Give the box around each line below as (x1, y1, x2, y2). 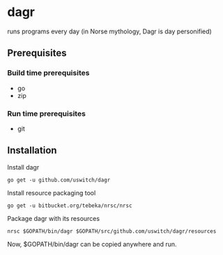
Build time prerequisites (7, 68, 90, 78)
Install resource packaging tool (7, 188, 96, 197)
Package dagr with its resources (7, 214, 100, 222)
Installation (7, 145, 57, 156)
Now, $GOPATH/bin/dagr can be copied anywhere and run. (7, 240, 177, 248)
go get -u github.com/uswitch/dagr (7, 176, 111, 183)
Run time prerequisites (7, 108, 86, 118)
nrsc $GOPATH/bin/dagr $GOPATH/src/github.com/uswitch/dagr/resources (7, 227, 217, 235)
